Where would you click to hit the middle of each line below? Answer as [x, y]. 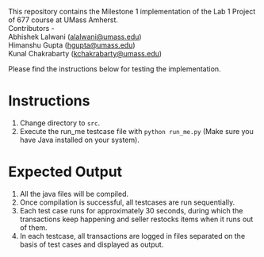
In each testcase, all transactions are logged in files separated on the [132, 236]
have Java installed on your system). [80, 140]
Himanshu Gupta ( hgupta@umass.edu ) [72, 45]
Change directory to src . [60, 123]
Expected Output [65, 172]
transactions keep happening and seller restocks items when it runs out [136, 219]
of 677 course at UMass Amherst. [63, 20]
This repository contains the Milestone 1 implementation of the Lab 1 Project [132, 12]
